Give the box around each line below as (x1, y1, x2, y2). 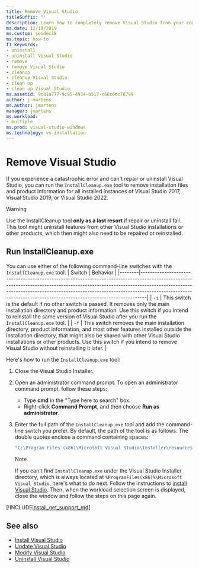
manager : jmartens (6, 108, 52, 114)
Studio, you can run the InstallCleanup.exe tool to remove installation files (6, 181, 188, 189)
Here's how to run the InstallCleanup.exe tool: (6, 356, 120, 363)
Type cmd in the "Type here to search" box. (23, 397, 131, 404)
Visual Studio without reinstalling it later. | (6, 344, 107, 352)
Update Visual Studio (14, 543, 66, 550)
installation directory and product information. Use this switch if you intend (6, 307, 188, 314)
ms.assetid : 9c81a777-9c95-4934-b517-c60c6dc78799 (6, 91, 134, 97)
